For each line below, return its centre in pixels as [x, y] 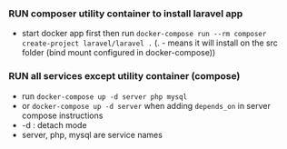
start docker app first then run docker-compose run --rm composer [144, 34]
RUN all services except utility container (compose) [124, 76]
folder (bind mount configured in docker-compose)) [119, 53]
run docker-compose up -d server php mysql [104, 96]
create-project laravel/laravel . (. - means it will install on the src [150, 43]
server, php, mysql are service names [92, 134]
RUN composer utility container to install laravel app [126, 14]
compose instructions [62, 115]
